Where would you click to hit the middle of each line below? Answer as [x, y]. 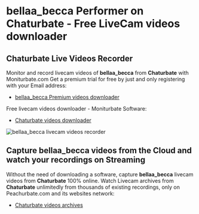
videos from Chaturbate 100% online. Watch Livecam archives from [90, 181]
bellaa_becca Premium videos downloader [67, 97]
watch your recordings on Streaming [76, 160]
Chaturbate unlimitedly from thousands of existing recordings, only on [93, 187]
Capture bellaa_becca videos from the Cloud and [99, 151]
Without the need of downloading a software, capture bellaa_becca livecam [100, 174]
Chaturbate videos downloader [53, 120]
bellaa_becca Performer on [75, 11]
